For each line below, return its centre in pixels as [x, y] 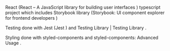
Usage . [13, 43]
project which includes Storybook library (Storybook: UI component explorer [85, 13]
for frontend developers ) [32, 18]
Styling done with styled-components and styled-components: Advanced [82, 38]
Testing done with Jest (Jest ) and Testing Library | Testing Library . [76, 28]
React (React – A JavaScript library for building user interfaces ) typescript [83, 7]
